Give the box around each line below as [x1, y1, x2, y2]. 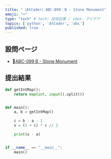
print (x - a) [14, 132, 41, 137]
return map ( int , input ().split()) [14, 92, 84, 96]
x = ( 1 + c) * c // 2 [14, 123, 58, 128]
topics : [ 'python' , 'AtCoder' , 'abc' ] [5, 21, 84, 26]
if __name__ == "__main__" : [5, 145, 63, 150]
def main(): [5, 105, 29, 110]
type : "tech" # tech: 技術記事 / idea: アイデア [5, 16, 101, 21]
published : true [5, 26, 38, 31]
